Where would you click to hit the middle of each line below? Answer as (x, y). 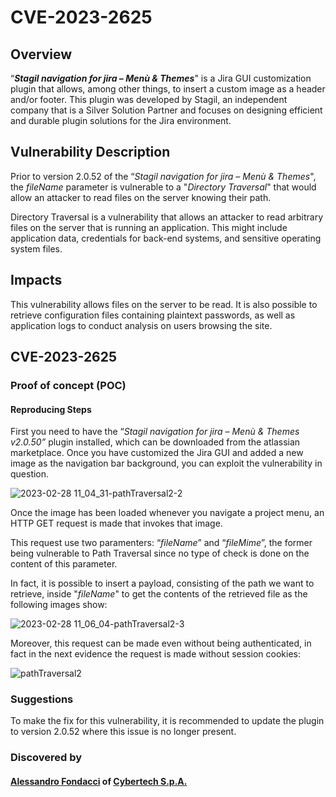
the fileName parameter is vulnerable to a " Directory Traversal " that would (163, 187)
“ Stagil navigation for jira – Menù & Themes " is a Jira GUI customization (161, 78)
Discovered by (46, 758)
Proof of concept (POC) (68, 385)
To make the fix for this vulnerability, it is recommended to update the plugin (167, 721)
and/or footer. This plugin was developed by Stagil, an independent (149, 99)
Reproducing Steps (51, 409)
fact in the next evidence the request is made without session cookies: (155, 654)
